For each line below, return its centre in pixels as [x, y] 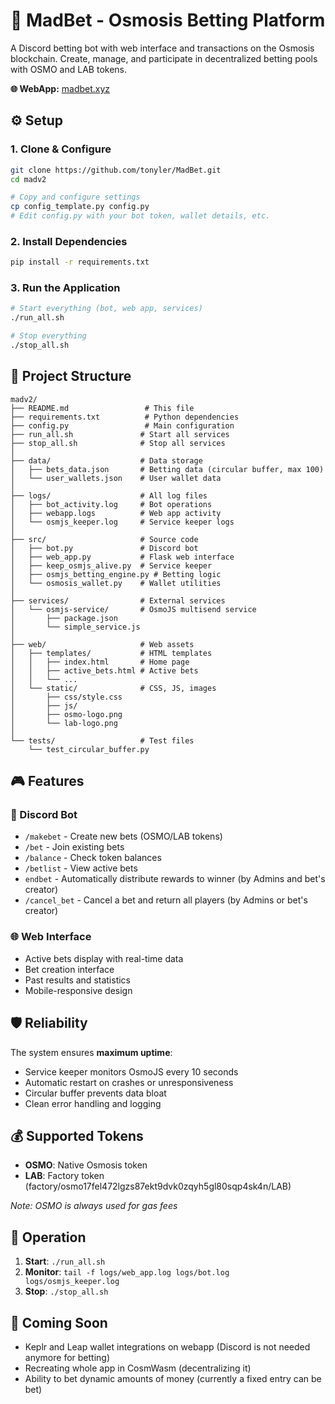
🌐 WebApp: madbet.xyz [60, 88]
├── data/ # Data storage [106, 460]
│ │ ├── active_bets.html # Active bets [104, 670]
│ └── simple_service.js [75, 627]
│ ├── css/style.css [66, 697]
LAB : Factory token [64, 1176]
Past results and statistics [78, 980]
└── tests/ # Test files [102, 740]
